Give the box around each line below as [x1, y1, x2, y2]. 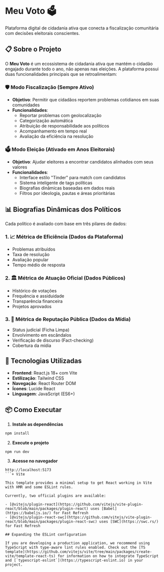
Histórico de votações [12, 287, 57, 293]
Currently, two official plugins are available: [5, 493, 106, 499]
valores [12, 164, 27, 170]
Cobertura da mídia [12, 343, 51, 349]
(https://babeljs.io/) [5, 510, 51, 516]
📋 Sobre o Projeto [5, 45, 62, 54]
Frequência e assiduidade [12, 293, 65, 299]
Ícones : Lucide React [12, 385, 55, 391]
